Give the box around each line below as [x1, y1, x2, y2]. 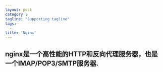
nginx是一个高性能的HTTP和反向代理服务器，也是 [5, 50, 158, 59]
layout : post [5, 7, 32, 12]
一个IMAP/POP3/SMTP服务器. [5, 59, 99, 68]
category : [5, 12, 28, 17]
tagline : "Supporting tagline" [5, 16, 70, 21]
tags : [5, 21, 16, 26]
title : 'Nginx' [5, 30, 37, 35]
